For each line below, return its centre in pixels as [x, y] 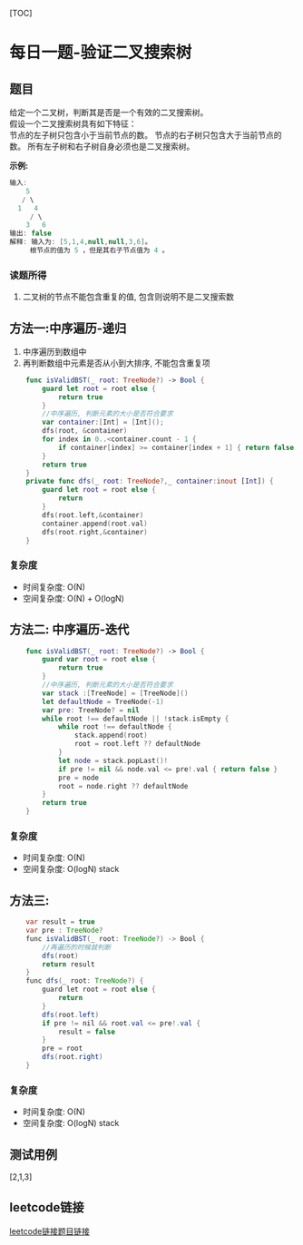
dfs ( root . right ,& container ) [95, 532]
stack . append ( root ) [111, 735]
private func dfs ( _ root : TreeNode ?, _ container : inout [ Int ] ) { [150, 481]
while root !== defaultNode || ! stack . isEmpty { [136, 719]
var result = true [60, 922]
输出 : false [30, 234]
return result [68, 964]
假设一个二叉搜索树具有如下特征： [73, 123]
